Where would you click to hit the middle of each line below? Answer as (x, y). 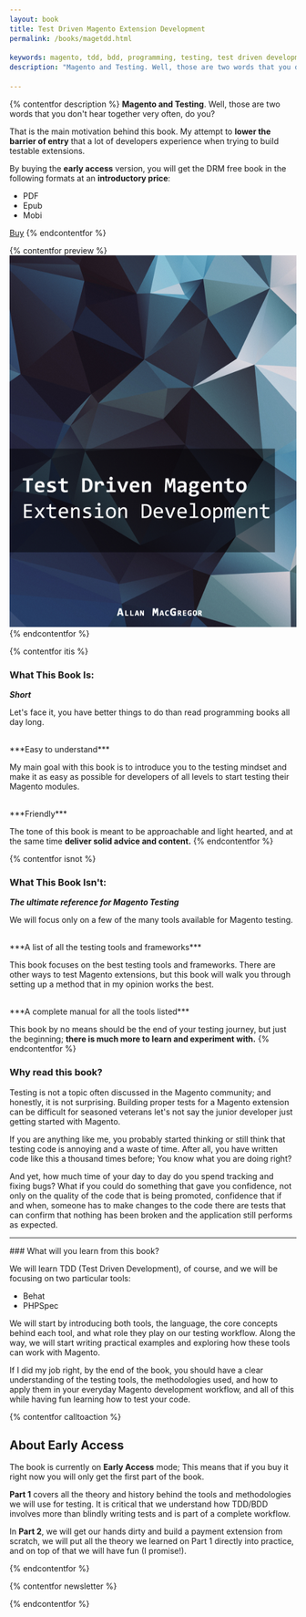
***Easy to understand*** (60, 749)
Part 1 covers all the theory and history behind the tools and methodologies (150, 1495)
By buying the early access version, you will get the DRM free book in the (148, 168)
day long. (27, 722)
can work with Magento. (55, 1352)
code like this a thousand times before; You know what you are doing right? (151, 1158)
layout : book (34, 19)
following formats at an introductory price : (90, 178)
